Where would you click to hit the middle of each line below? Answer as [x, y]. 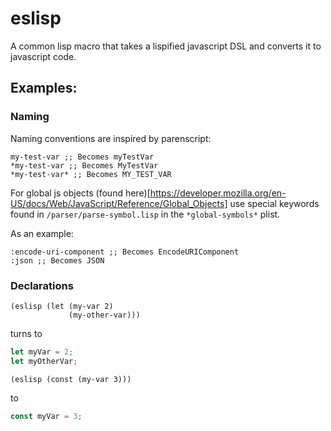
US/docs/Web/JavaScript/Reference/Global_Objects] [119, 203]
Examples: [44, 88]
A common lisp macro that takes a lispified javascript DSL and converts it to [166, 46]
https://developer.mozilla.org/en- [218, 193]
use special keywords [274, 203]
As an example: [42, 233]
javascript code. [43, 56]
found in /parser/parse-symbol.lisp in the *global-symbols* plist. [145, 214]
